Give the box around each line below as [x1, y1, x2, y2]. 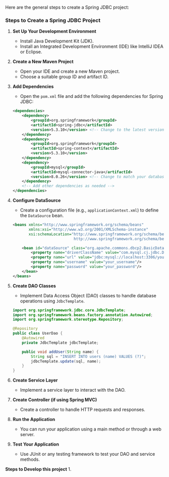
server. [20, 432, 35, 438]
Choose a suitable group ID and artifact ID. [20, 74, 108, 80]
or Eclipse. [20, 49, 42, 55]
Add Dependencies [12, 83, 54, 90]
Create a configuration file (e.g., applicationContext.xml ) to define [20, 207, 159, 214]
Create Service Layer [12, 377, 58, 383]
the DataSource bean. [20, 213, 64, 219]
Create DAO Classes [12, 283, 57, 289]
